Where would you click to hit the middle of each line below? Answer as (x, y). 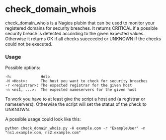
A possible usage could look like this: (43, 119)
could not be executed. (29, 44)
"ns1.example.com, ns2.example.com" (43, 133)
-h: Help (28, 77)
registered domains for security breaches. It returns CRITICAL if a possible (82, 28)
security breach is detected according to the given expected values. (75, 33)
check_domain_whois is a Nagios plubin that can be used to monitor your (80, 23)
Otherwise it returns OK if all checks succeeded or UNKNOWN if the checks (83, 39)
